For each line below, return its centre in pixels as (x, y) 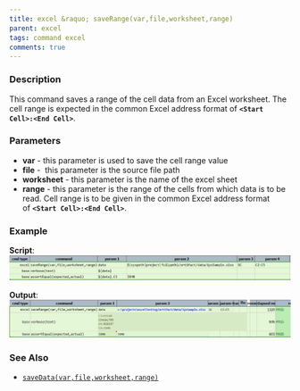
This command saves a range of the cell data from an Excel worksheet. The (148, 99)
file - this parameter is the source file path (101, 170)
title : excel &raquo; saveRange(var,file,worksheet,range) (121, 19)
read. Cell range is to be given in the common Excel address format (146, 198)
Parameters (35, 141)
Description (35, 79)
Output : (24, 295)
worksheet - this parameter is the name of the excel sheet (130, 179)
